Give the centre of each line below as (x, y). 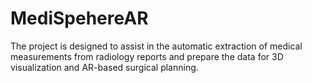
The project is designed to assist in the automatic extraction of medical (156, 46)
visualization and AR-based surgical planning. (104, 67)
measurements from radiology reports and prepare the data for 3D (147, 56)
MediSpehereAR (79, 18)
